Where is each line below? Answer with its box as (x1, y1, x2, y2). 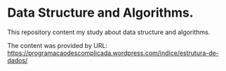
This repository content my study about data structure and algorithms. (7, 28, 211, 36)
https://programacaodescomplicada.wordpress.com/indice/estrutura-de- (7, 49, 219, 57)
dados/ (7, 56, 28, 64)
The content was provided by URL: (7, 41, 107, 49)
